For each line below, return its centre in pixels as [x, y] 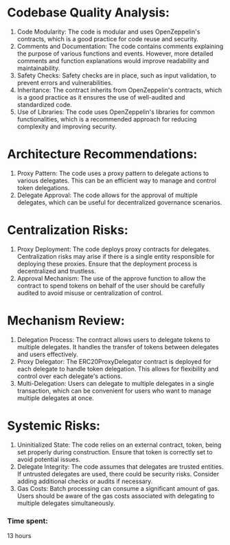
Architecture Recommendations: [102, 154]
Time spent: [27, 521]
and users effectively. [48, 354]
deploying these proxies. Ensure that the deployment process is [107, 264]
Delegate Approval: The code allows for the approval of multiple [107, 195]
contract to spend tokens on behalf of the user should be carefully [111, 286]
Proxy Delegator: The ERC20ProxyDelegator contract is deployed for [114, 361]
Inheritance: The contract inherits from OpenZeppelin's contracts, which [119, 90]
